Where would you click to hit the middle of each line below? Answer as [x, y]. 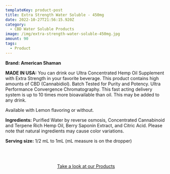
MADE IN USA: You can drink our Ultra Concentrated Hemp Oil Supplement [85, 73]
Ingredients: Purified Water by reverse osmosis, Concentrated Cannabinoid [85, 120]
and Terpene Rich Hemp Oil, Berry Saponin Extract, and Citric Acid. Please [84, 125]
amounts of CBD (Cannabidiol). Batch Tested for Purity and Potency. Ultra [83, 84]
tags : [11, 44]
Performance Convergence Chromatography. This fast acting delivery [79, 89]
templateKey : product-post [34, 10]
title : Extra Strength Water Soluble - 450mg [55, 15]
